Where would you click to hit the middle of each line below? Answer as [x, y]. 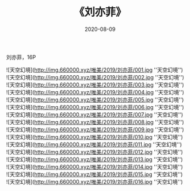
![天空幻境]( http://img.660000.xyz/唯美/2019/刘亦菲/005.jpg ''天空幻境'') [95, 100]
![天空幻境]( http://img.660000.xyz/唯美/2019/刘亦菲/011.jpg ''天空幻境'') [94, 144]
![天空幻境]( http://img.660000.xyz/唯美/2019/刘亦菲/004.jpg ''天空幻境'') [95, 92]
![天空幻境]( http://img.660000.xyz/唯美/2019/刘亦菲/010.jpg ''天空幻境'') [95, 137]
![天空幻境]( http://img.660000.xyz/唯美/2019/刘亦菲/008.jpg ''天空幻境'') [95, 122]
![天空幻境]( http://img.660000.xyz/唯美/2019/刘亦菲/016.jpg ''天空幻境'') [95, 181]
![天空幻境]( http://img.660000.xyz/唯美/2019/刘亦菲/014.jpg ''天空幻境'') [95, 167]
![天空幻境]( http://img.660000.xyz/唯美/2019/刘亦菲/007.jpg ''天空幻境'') [95, 115]
